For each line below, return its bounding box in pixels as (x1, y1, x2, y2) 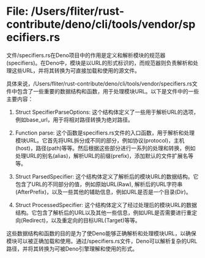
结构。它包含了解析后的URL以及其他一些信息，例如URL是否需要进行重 (15, 209, 192, 216)
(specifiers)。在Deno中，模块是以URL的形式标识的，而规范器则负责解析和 (6, 59, 193, 66)
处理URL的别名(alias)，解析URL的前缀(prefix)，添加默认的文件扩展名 (15, 152, 188, 159)
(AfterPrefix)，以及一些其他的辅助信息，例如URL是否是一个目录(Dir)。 (15, 188, 192, 195)
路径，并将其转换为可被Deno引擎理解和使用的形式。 (6, 244, 138, 252)
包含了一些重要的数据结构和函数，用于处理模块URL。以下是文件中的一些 (17, 87, 199, 95)
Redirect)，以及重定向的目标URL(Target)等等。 (22, 216, 141, 224)
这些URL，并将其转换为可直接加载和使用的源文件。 (11, 66, 141, 74)
